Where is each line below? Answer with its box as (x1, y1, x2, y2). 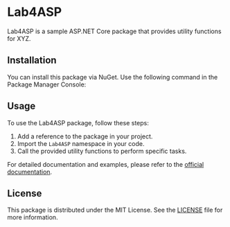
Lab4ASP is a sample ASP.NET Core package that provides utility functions (7, 27, 222, 35)
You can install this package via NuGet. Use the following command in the (7, 73, 218, 81)
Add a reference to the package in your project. (17, 132, 153, 140)
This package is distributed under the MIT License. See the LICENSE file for (7, 206, 223, 215)
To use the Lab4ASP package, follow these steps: (7, 118, 149, 127)
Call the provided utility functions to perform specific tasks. (17, 147, 187, 155)
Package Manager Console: (7, 80, 87, 89)
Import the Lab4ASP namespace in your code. (17, 139, 145, 147)
